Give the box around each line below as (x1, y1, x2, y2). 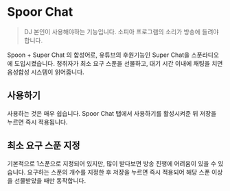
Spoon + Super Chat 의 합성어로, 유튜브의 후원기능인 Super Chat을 (7, 51, 190, 59)
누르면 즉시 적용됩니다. (7, 118, 68, 126)
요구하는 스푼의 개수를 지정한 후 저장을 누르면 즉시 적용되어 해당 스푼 (27, 168, 211, 176)
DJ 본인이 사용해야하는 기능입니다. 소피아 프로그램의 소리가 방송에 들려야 (23, 27, 219, 36)
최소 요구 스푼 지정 (7, 140, 80, 151)
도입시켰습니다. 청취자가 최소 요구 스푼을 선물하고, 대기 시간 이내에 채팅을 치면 (14, 59, 223, 67)
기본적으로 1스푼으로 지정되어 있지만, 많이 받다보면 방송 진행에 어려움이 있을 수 (7, 159, 217, 168)
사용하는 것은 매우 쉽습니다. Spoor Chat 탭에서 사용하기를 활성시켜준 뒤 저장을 (7, 109, 217, 117)
